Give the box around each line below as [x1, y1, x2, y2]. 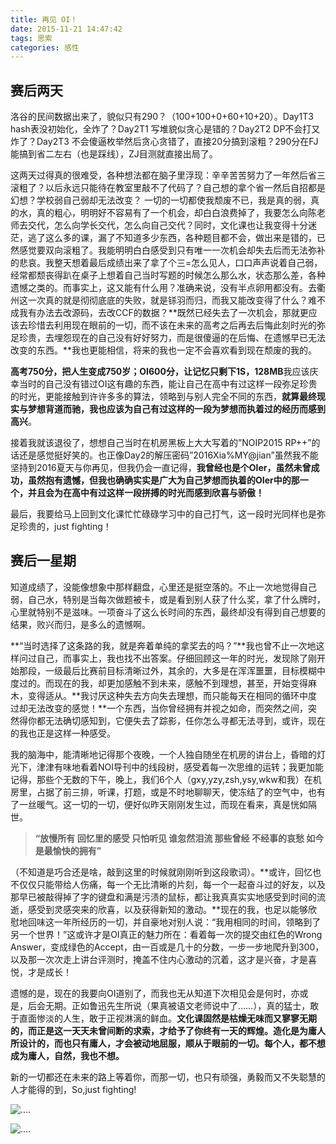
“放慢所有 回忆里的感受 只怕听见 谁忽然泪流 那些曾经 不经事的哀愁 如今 [34, 832, 325, 844]
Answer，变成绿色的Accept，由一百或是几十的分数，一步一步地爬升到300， [10, 941, 325, 953]
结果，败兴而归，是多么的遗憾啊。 [10, 618, 151, 630]
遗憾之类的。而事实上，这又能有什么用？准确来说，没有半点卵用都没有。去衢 [10, 282, 326, 294]
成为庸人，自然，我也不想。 [10, 1049, 125, 1061]
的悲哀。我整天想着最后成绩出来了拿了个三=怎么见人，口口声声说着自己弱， [10, 257, 323, 269]
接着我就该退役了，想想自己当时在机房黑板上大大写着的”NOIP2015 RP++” [10, 437, 312, 449]
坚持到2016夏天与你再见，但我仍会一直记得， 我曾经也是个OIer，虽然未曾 [10, 462, 312, 474]
